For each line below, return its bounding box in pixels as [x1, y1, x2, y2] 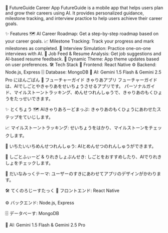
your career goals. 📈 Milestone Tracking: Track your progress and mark [5, 38, 154, 44]
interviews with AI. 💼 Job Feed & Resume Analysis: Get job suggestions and [5, 50, 161, 56]
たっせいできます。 [14, 95, 54, 101]
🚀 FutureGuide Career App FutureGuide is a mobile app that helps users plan [5, 5, 163, 10]
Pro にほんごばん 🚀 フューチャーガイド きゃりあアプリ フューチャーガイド [5, 77, 157, 82]
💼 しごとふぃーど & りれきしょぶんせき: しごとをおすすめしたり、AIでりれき [5, 154, 162, 159]
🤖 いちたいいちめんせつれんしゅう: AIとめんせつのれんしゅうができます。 [5, 143, 156, 149]
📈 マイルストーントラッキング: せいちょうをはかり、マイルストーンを [5, 125, 149, 130]
